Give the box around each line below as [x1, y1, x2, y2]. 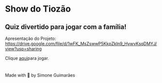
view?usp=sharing [5, 46, 42, 51]
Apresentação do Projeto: [5, 35, 56, 41]
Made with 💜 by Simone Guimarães [5, 72, 75, 78]
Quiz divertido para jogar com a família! [5, 23, 127, 31]
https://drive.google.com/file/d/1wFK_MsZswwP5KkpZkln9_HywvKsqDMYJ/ [5, 41, 157, 47]
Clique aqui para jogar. [5, 55, 49, 61]
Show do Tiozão [5, 3, 71, 15]
